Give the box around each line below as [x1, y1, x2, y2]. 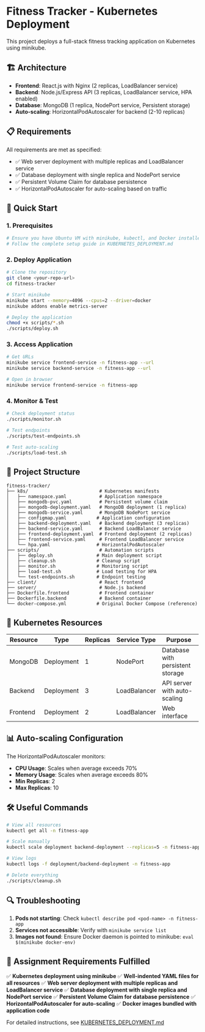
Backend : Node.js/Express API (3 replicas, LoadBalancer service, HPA [15, 88, 192, 96]
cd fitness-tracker [6, 281, 56, 287]
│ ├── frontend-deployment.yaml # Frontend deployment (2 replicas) [6, 531, 192, 537]
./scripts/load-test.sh [6, 450, 67, 456]
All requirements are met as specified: [6, 146, 102, 153]
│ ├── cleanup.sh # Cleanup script [6, 558, 140, 564]
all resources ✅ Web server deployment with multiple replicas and [6, 979, 178, 987]
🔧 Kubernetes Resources [6, 617, 103, 628]
